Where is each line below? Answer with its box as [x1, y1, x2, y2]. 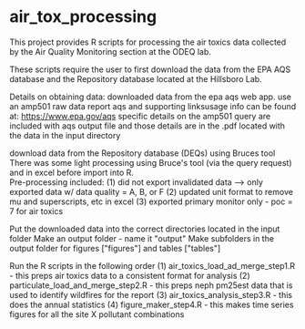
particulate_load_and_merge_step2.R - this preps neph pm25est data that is [9, 280, 293, 291]
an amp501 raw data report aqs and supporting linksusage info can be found [9, 100, 297, 111]
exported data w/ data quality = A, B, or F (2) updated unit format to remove [9, 186, 294, 197]
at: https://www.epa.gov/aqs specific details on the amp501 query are [9, 110, 271, 121]
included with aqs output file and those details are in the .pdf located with [9, 120, 285, 131]
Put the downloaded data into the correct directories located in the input [9, 223, 280, 234]
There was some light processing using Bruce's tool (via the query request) [9, 157, 293, 168]
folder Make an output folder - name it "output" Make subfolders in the [9, 232, 275, 243]
